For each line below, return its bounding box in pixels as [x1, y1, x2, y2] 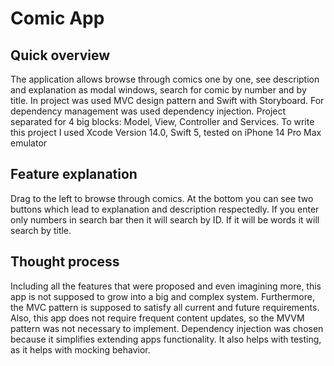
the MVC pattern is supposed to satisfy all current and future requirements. [10, 301, 320, 313]
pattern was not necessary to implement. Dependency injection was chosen [10, 322, 324, 334]
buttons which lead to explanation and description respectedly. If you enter [10, 203, 320, 215]
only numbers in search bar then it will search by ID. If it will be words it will [10, 213, 320, 226]
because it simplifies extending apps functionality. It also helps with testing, [10, 333, 322, 345]
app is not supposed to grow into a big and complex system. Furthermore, [10, 290, 315, 302]
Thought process [10, 253, 120, 271]
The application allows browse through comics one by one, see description [10, 73, 320, 85]
